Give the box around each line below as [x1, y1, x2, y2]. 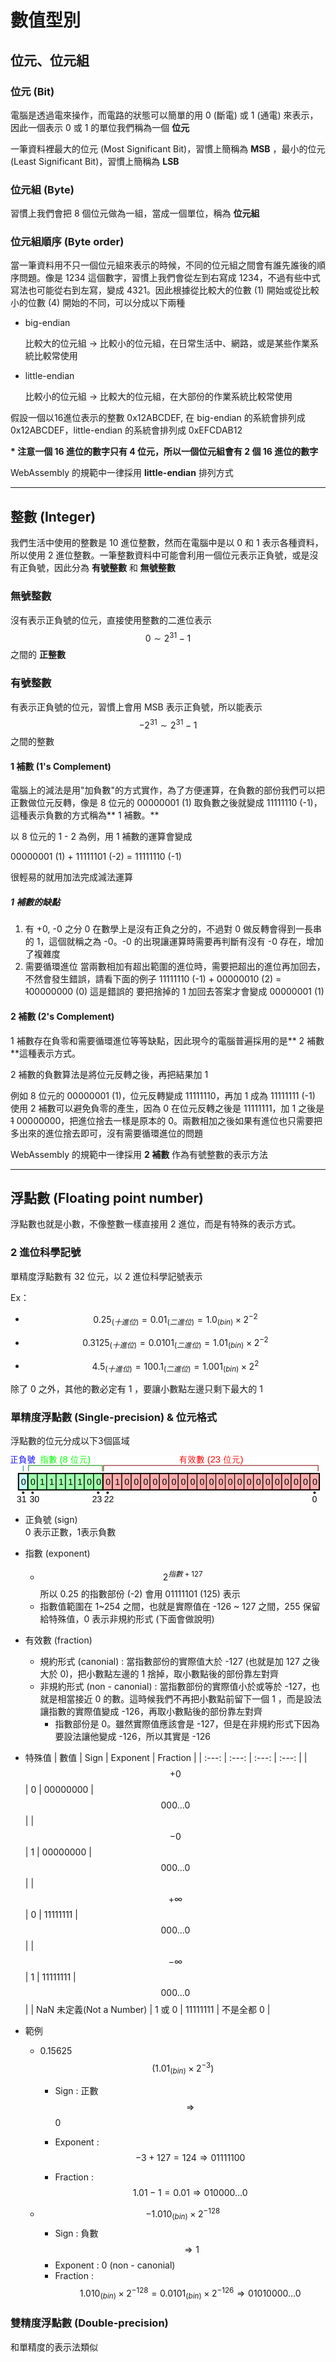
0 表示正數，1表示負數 [24, 1526, 117, 1538]
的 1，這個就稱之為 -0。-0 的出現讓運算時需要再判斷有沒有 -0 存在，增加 [24, 936, 324, 948]
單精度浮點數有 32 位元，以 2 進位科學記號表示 [10, 1270, 203, 1282]
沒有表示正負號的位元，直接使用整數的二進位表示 [10, 614, 212, 626]
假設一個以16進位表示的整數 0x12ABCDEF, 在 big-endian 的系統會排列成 [10, 412, 306, 424]
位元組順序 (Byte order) [10, 235, 125, 249]
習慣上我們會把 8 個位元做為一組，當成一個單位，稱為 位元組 [10, 207, 260, 220]
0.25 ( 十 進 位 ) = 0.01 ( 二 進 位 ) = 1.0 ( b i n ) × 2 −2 [93, 1311, 258, 1328]
